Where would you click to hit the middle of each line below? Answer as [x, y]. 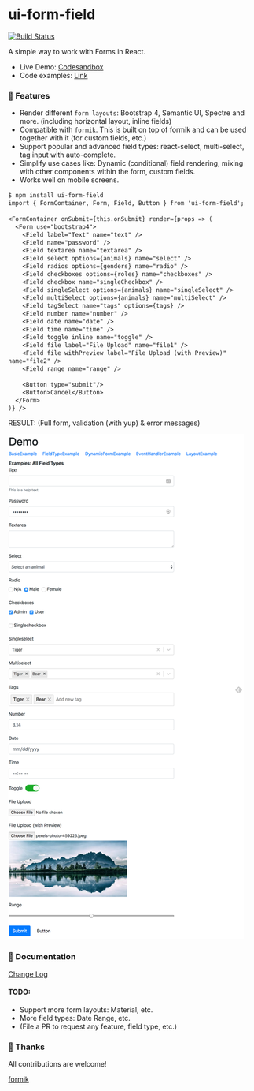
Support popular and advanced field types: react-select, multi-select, [132, 147]
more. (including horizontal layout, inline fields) [96, 121]
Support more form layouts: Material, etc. [86, 1009]
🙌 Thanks [27, 1047]
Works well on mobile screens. [69, 180]
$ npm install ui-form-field [56, 196]
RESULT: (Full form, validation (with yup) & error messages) [104, 423]
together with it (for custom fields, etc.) [83, 138]
